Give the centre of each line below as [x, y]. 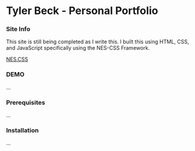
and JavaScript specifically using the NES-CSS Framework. [78, 48]
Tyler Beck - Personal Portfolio [82, 11]
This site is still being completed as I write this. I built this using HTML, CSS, [97, 42]
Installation [23, 130]
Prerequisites [26, 102]
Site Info [18, 29]
